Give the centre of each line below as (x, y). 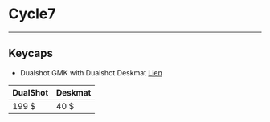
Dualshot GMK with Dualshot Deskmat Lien (91, 72)
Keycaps (31, 53)
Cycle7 (32, 14)
